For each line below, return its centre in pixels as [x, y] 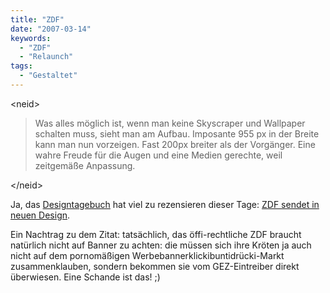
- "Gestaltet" [48, 76]
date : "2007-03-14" [51, 29]
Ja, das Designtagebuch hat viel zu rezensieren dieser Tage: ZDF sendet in [165, 204]
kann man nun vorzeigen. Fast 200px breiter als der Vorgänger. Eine [175, 144]
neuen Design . [40, 215]
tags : [21, 66]
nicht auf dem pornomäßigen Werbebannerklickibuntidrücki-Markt [147, 255]
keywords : [31, 38]
